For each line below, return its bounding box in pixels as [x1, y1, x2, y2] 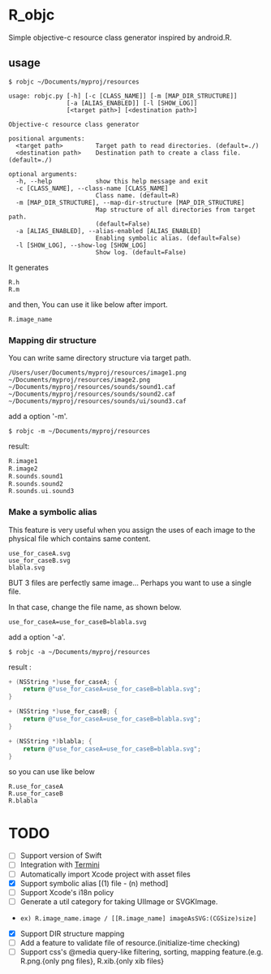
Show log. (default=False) [95, 248, 187, 257]
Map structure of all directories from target [95, 206, 256, 214]
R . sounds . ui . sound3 [8, 487, 75, 496]
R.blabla [8, 797, 38, 805]
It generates [8, 262, 49, 272]
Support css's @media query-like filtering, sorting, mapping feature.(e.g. [19, 946, 264, 956]
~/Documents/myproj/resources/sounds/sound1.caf [8, 383, 176, 391]
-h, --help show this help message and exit [15, 177, 209, 185]
